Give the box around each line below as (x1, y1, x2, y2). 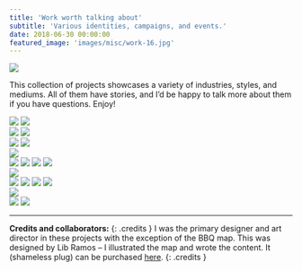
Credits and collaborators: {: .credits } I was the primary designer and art (9, 223, 282, 234)
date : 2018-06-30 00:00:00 (9, 30, 111, 39)
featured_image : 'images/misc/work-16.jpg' (9, 38, 175, 48)
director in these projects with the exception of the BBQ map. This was (9, 232, 271, 243)
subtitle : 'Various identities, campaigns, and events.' (9, 22, 227, 31)
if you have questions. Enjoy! (9, 99, 116, 109)
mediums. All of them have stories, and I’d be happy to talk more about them (9, 89, 292, 100)
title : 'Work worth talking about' (9, 13, 143, 22)
